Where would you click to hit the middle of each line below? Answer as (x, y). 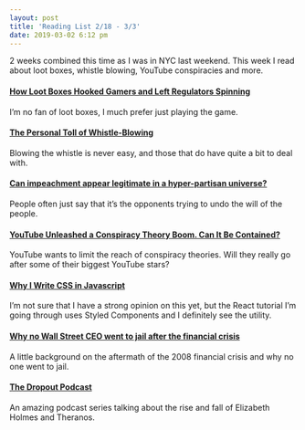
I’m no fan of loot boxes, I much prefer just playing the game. (124, 111)
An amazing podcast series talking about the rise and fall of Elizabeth (140, 407)
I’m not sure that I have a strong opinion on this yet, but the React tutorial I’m (153, 306)
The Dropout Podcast (51, 387)
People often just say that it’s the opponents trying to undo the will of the (146, 204)
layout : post (34, 18)
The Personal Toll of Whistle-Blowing (81, 132)
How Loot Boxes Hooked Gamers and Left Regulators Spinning (130, 91)
